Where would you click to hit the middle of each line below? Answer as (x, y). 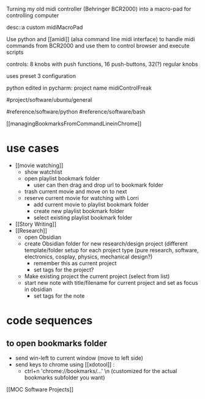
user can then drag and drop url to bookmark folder (98, 185)
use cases (33, 148)
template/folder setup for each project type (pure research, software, (111, 250)
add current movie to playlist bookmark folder (91, 204)
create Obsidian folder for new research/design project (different (106, 243)
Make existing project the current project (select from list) (97, 276)
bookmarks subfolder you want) (65, 378)
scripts (15, 52)
